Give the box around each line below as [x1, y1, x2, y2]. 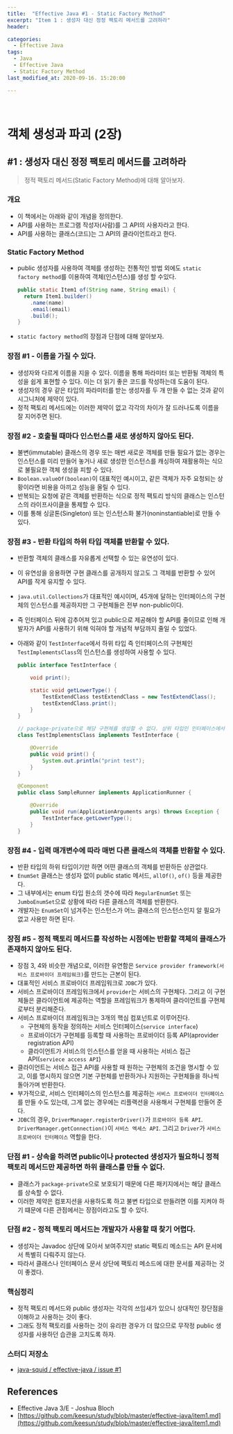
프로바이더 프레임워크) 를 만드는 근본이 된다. [30, 970, 141, 978]
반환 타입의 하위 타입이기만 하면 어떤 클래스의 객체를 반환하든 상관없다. [17, 862, 208, 870]
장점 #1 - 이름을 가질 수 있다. [7, 351, 96, 361]
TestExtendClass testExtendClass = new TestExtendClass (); [42, 693, 217, 700]
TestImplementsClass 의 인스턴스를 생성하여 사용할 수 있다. [17, 648, 177, 656]
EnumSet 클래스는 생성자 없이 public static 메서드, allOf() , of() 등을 [17, 871, 204, 879]
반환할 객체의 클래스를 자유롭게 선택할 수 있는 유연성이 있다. [17, 554, 179, 562]
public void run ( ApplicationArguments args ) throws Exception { [30, 808, 220, 815]
